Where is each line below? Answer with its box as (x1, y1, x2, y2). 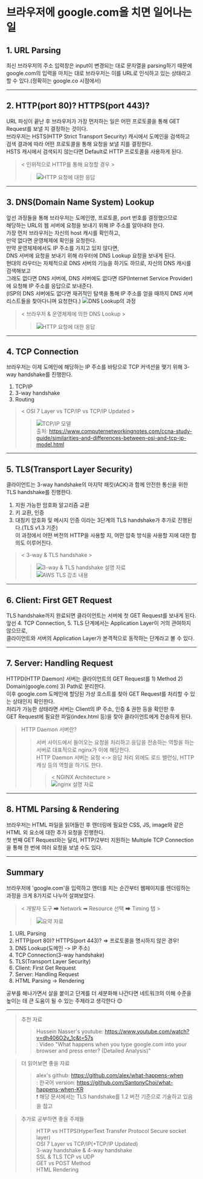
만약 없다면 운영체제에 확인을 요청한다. (6, 237, 97, 244)
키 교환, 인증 (14, 509, 45, 517)
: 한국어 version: (36, 1078, 76, 1086)
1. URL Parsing (6, 45, 62, 55)
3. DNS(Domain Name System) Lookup (6, 197, 155, 208)
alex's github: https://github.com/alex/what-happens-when (36, 1071, 184, 1078)
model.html (36, 441, 65, 448)
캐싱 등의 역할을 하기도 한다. (36, 761, 103, 768)
